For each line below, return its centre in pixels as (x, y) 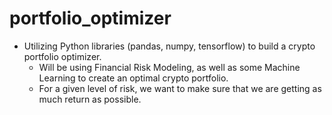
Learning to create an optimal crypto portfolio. (133, 78)
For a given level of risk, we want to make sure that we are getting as (180, 88)
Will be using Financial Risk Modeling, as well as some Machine (169, 67)
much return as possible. (90, 99)
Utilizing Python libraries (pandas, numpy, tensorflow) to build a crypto (169, 46)
